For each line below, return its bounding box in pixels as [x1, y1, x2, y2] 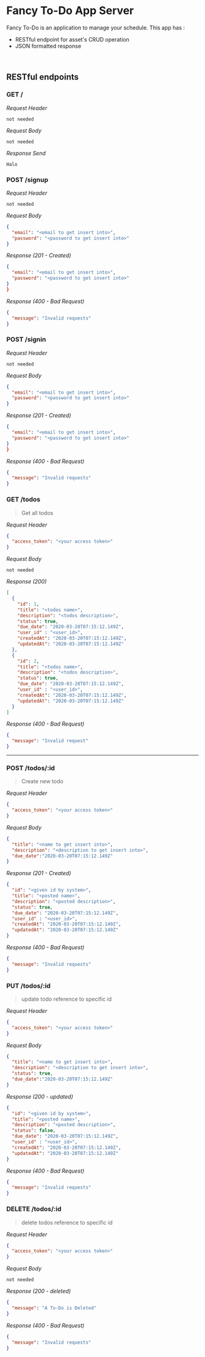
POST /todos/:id [6, 764, 55, 772]
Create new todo [21, 778, 64, 785]
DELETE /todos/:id [6, 1205, 62, 1213]
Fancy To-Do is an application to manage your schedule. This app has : [6, 24, 185, 31]
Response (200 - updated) [6, 1092, 73, 1100]
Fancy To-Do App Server [6, 4, 134, 18]
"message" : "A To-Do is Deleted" [12, 1305, 97, 1311]
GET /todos [6, 495, 41, 504]
